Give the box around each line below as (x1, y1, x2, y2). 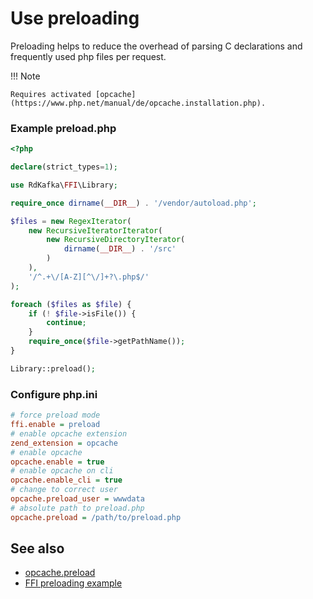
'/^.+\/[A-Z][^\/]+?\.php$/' (28, 272, 150, 282)
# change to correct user (10, 485, 118, 495)
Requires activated (10, 89, 92, 99)
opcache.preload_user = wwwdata (10, 494, 145, 504)
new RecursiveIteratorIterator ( (28, 225, 163, 236)
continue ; (46, 318, 87, 328)
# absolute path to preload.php (10, 503, 145, 513)
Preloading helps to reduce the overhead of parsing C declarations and (10, 40, 303, 52)
